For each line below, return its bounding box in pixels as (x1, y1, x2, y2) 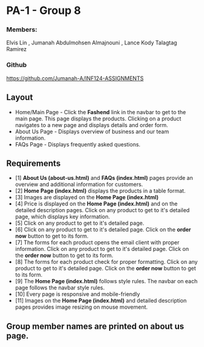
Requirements (6, 158, 61, 168)
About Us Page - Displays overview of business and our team (15, 128, 169, 135)
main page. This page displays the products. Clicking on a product (15, 115, 182, 122)
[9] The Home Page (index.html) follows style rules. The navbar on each (15, 278, 198, 285)
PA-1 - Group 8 (6, 4, 81, 18)
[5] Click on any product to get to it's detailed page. (15, 219, 144, 227)
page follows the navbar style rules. (15, 284, 105, 292)
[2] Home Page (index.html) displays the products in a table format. (15, 187, 186, 194)
